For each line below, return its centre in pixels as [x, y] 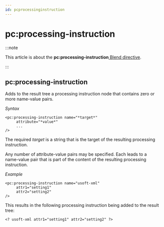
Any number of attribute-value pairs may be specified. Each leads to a [76, 154]
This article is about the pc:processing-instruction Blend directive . [73, 57]
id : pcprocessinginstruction [35, 10]
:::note [12, 48]
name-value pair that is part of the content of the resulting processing [76, 160]
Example [14, 174]
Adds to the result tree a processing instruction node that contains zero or [80, 94]
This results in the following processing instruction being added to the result [82, 205]
